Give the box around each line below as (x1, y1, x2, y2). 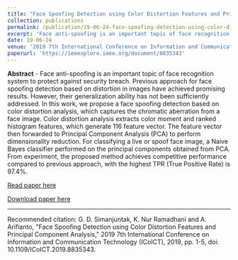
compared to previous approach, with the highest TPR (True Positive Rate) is (7, 159, 231, 168)
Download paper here (7, 194, 71, 203)
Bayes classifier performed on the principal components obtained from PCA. (7, 145, 230, 153)
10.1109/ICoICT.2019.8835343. (7, 245, 96, 254)
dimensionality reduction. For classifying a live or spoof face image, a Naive (7, 137, 229, 145)
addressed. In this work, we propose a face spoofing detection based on (7, 99, 220, 108)
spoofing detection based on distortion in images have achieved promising (7, 84, 225, 93)
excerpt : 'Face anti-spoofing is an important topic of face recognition (7, 30, 230, 38)
